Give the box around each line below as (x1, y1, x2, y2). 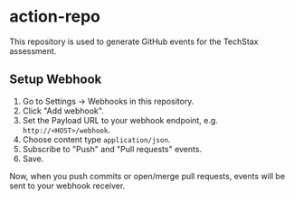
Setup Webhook (9, 72, 102, 87)
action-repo (9, 6, 101, 27)
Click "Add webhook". (22, 105, 104, 116)
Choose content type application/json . (22, 133, 171, 145)
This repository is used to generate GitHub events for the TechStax (9, 36, 259, 47)
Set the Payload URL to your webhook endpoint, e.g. (22, 114, 219, 125)
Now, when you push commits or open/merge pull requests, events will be (9, 170, 286, 181)
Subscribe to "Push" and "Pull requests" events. (22, 143, 202, 154)
